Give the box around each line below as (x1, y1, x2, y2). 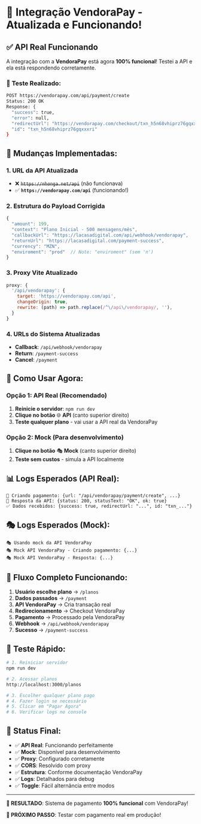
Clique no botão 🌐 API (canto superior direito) (14, 411, 130, 419)
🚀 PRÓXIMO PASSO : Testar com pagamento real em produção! (6, 811, 162, 819)
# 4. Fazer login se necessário (6, 698, 87, 704)
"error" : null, (11, 115, 50, 121)
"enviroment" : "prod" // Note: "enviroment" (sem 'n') (11, 249, 154, 255)
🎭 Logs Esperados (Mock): (6, 520, 110, 531)
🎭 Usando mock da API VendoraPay (6, 540, 92, 546)
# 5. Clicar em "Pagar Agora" (6, 704, 82, 710)
